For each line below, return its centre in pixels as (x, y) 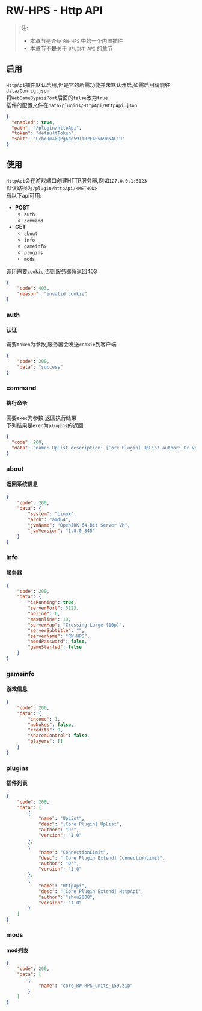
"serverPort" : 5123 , (54, 608)
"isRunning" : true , (52, 603)
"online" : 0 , (44, 614)
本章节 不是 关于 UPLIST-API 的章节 (71, 48)
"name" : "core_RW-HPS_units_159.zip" (86, 986)
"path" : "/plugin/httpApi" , (47, 128)
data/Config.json (28, 91)
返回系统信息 (22, 484)
